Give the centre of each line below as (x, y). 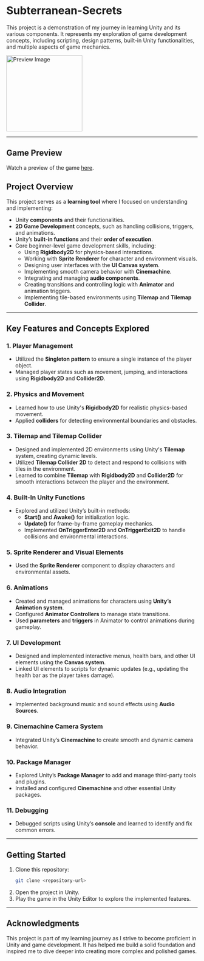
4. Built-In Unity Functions (46, 498)
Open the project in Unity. (47, 892)
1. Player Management (40, 345)
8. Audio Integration (36, 691)
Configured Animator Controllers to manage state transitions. (93, 614)
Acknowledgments (43, 924)
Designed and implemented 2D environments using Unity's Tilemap (100, 449)
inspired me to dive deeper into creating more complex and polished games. (102, 951)
